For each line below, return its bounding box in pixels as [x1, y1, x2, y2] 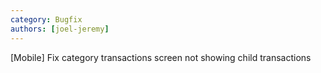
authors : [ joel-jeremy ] [10, 24, 110, 34]
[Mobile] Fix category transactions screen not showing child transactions [10, 51, 312, 63]
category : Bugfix [10, 14, 83, 25]
